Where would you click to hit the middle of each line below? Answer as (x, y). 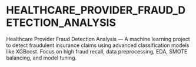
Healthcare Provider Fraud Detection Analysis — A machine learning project (98, 39)
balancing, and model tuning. (41, 58)
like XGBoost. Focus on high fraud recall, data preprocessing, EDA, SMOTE (97, 51)
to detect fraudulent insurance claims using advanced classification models (98, 45)
